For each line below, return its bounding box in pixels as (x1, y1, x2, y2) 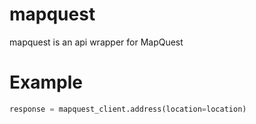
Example (9, 71, 83, 94)
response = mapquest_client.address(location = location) (9, 104, 247, 114)
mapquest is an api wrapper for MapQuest (9, 36, 184, 48)
